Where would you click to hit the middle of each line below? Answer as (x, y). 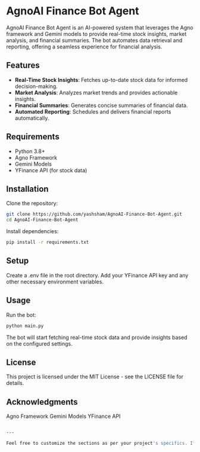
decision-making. (36, 86)
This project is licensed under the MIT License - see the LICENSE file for (95, 377)
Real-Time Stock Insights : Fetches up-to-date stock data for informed (101, 80)
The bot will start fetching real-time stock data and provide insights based (97, 337)
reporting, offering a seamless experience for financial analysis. (84, 47)
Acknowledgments (42, 402)
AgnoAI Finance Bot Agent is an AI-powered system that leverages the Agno (100, 28)
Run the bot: (21, 314)
